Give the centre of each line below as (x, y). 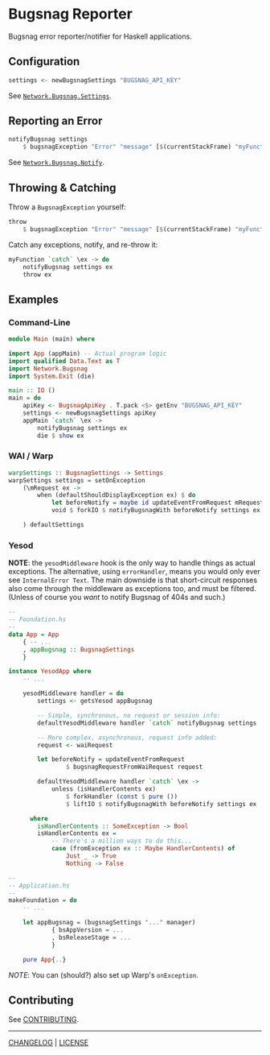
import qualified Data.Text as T (64, 361)
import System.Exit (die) (51, 376)
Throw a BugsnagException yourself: (67, 207)
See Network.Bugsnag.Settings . (60, 95)
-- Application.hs (39, 885)
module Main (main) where (51, 339)
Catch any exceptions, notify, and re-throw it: (83, 244)
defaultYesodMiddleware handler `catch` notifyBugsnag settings (147, 723)
